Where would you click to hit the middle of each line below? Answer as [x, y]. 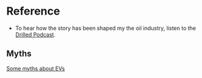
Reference [33, 11]
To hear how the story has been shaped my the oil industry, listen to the [106, 28]
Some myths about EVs [36, 68]
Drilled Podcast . [35, 34]
